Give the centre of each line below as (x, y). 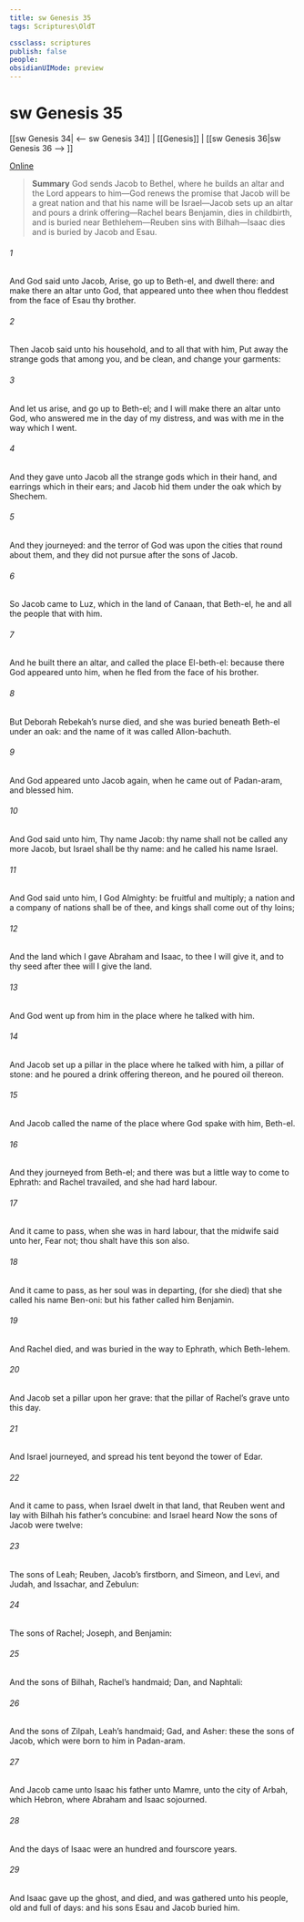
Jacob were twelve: (46, 1525)
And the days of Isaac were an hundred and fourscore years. (123, 1849)
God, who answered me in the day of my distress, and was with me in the (147, 418)
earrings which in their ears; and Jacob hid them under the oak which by (146, 486)
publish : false (38, 51)
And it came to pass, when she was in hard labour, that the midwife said (144, 1231)
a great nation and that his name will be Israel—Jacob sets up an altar (162, 202)
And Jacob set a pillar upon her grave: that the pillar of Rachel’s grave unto (149, 1398)
